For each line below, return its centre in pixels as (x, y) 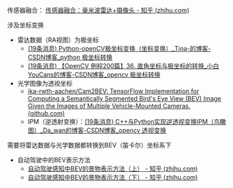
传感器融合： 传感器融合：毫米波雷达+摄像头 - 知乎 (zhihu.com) (98, 10)
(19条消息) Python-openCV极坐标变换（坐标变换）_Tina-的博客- (119, 48)
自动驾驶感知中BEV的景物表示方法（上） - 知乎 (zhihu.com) (113, 169)
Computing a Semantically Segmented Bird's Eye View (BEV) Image (124, 99)
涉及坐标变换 (25, 25)
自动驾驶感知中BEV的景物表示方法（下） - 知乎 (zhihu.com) (113, 177)
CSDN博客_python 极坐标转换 (70, 57)
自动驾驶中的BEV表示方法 (54, 160)
